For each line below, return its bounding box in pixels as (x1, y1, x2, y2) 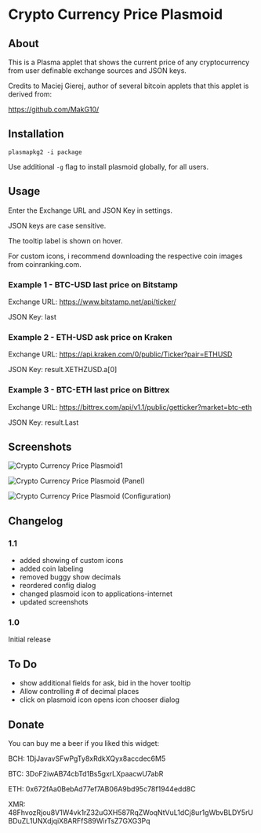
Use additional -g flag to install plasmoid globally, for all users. (8, 162, 209, 171)
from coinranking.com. (8, 259, 82, 269)
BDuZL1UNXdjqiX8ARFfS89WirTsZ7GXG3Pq (8, 816, 150, 825)
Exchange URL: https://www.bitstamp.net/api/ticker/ (8, 297, 176, 306)
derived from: (8, 90, 53, 99)
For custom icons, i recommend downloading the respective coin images (8, 251, 243, 261)
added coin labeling (19, 564, 84, 574)
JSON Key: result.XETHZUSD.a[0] (8, 365, 118, 374)
